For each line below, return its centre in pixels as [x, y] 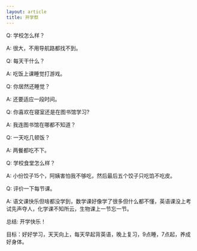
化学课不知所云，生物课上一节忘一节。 [85, 208]
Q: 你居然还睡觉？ [28, 86]
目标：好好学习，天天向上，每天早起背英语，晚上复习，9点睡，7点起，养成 [99, 234]
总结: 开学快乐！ [26, 221]
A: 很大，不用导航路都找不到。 [44, 48]
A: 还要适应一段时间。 [33, 99]
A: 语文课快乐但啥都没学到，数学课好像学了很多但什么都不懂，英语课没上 [96, 201]
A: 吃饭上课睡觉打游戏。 [36, 73]
